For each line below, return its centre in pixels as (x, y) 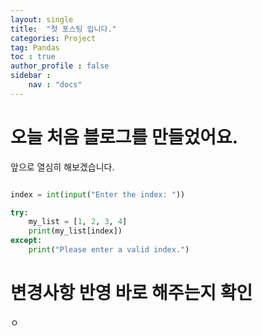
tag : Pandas (35, 47)
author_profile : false (60, 66)
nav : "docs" (55, 85)
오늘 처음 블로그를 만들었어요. (124, 137)
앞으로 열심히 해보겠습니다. (62, 167)
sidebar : (31, 76)
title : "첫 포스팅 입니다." (63, 29)
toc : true (33, 57)
